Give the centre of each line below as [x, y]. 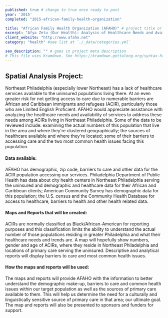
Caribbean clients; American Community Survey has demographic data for [82, 190]
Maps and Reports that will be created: [46, 213]
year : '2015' [19, 15]
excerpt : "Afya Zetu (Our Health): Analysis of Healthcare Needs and [79, 33]
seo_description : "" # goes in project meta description [66, 51]
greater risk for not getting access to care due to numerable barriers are [79, 99]
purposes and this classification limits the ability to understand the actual [80, 229]
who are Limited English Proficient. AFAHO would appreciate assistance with [84, 109]
